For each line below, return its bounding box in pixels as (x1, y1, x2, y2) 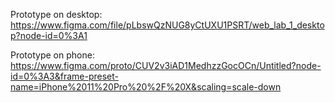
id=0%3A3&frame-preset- (10, 70, 120, 82)
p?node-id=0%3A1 (10, 30, 88, 41)
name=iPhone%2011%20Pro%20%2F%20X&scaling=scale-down (10, 81, 282, 93)
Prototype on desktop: (10, 9, 103, 20)
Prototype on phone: (10, 49, 95, 61)
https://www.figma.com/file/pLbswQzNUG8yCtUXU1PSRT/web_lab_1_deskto (10, 19, 325, 31)
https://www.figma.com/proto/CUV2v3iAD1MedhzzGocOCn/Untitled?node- (10, 60, 322, 71)
